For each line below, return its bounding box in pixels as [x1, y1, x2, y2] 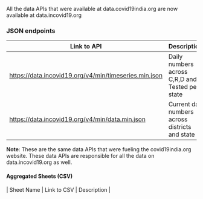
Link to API [69, 42, 102, 51]
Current [168, 100, 190, 108]
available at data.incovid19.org [6, 11, 82, 19]
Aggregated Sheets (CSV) [6, 172, 73, 180]
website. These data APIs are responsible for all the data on [6, 152, 155, 160]
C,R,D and [168, 75, 198, 83]
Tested [168, 83, 188, 91]
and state [168, 130, 195, 139]
